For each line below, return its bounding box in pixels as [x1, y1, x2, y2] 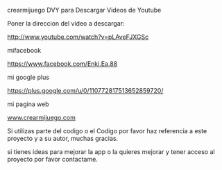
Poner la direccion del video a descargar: [7, 19, 125, 27]
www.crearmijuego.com [7, 114, 76, 121]
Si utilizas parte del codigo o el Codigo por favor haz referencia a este [7, 127, 207, 135]
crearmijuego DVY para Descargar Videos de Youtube [7, 6, 162, 14]
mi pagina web [7, 100, 50, 108]
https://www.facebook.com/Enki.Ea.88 [7, 60, 118, 68]
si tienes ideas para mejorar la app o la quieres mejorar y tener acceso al [7, 148, 215, 155]
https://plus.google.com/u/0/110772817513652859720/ [7, 87, 164, 94]
